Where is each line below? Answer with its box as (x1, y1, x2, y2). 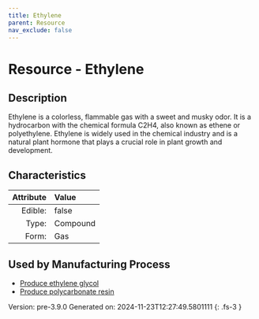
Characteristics (8, 169, 87, 182)
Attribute (12, 192, 47, 203)
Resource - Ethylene (8, 60, 145, 78)
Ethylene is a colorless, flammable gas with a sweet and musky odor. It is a (8, 112, 251, 122)
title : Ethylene (8, 11, 62, 20)
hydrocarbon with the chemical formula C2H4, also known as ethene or (8, 121, 241, 130)
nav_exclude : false (8, 26, 73, 34)
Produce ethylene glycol (19, 279, 99, 287)
